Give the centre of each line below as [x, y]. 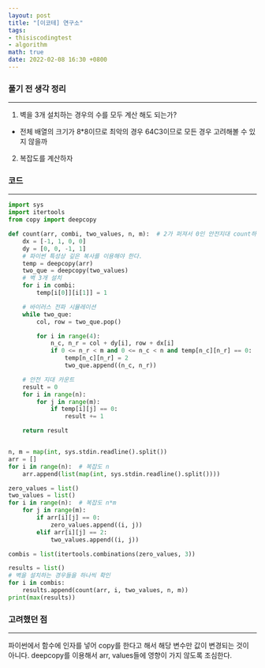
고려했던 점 [28, 619]
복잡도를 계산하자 [46, 158]
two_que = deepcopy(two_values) [75, 271]
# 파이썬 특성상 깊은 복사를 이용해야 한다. [82, 256]
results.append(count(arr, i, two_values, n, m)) [106, 591]
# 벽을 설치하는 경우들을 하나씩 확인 [60, 576]
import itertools [37, 213]
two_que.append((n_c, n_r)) [110, 366]
